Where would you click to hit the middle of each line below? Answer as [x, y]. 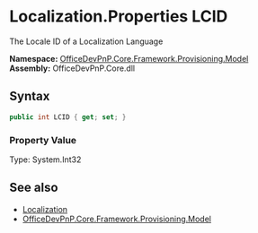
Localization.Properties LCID [119, 17]
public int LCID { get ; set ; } [68, 117]
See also [34, 188]
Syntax [30, 96]
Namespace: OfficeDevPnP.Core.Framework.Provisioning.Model [129, 58]
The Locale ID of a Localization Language [86, 41]
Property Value [43, 140]
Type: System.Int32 [45, 160]
